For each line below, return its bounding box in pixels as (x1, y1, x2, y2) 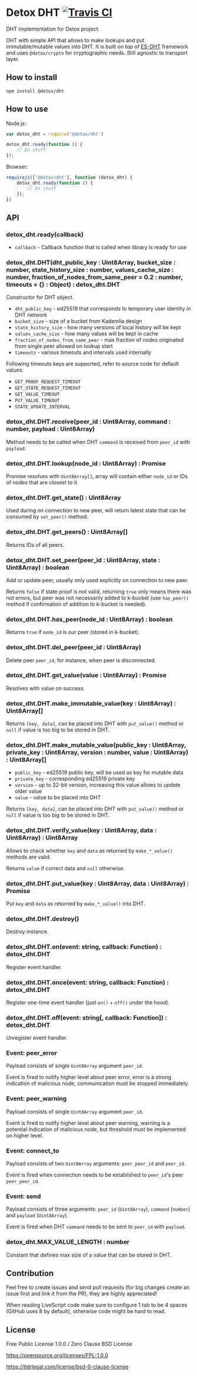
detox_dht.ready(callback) (6, 230, 84, 238)
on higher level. (6, 1132, 44, 1139)
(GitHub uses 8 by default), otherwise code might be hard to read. (6, 1308, 166, 1315)
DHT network (14, 312, 48, 319)
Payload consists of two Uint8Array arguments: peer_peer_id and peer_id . (6, 1160, 186, 1167)
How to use (6, 104, 48, 114)
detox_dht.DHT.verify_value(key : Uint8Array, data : (6, 826, 157, 834)
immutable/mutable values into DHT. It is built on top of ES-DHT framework (6, 43, 188, 50)
